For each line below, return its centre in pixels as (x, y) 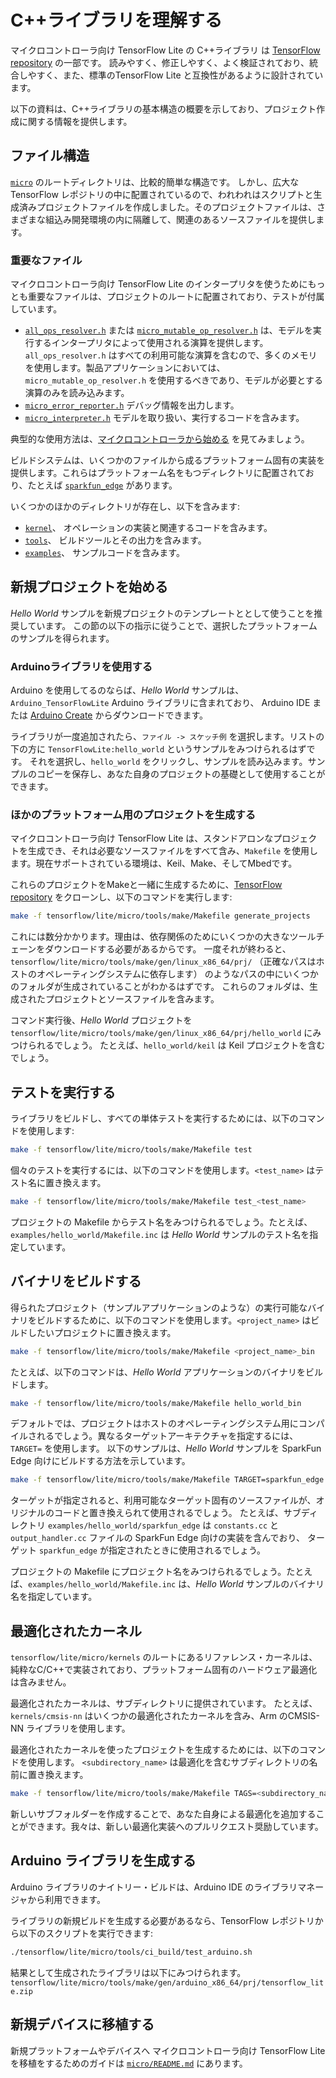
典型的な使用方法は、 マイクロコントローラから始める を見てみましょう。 (160, 439)
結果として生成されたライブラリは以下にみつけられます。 (128, 1972)
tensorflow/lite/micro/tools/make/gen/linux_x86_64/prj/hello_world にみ (166, 1033)
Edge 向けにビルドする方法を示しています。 (100, 1461)
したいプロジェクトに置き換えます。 (102, 1332)
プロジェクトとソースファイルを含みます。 (132, 999)
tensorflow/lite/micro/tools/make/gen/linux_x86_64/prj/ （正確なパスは (163, 962)
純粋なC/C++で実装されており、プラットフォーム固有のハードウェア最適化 (164, 1670)
